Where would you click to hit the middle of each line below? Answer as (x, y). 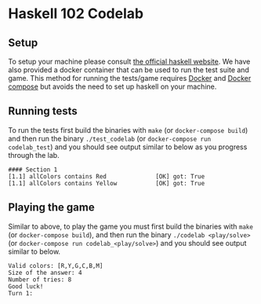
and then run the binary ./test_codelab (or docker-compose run (110, 138)
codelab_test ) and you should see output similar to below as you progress (128, 147)
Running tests (43, 111)
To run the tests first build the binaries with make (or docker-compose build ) (128, 130)
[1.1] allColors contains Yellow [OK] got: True (107, 183)
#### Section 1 (33, 170)
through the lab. (34, 155)
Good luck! (26, 286)
